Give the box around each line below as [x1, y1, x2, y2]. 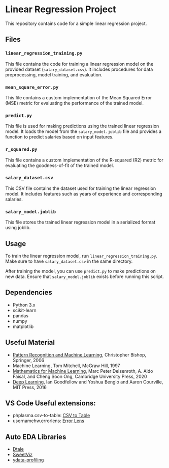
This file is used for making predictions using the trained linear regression [5, 123, 159, 129]
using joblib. [5, 225, 31, 231]
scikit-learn [12, 307, 37, 313]
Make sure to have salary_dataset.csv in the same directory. [5, 258, 133, 264]
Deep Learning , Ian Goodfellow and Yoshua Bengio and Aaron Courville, [12, 378, 163, 385]
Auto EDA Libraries [5, 432, 66, 441]
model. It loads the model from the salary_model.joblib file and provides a [5, 128, 161, 134]
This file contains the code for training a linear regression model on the [5, 61, 154, 67]
